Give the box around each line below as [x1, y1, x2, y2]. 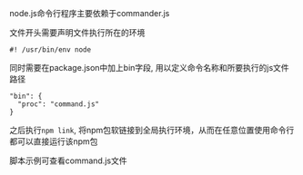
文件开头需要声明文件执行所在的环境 [9, 27, 146, 38]
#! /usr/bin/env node [9, 45, 92, 54]
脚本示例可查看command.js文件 [9, 155, 127, 166]
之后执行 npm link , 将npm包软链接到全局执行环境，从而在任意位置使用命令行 [9, 125, 295, 135]
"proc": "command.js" [17, 100, 100, 109]
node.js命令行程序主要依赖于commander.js [9, 8, 170, 18]
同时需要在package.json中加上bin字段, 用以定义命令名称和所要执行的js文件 [9, 63, 289, 73]
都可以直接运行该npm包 [9, 136, 98, 147]
